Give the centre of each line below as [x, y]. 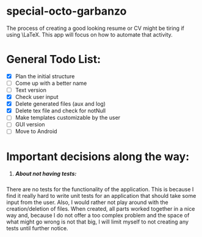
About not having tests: [46, 174]
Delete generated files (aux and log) [60, 104]
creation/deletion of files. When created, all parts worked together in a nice [101, 208]
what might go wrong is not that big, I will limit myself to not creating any [98, 222]
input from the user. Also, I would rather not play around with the [88, 202]
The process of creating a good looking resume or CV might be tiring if [96, 28]
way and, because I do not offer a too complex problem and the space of [98, 215]
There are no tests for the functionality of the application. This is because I [100, 189]
